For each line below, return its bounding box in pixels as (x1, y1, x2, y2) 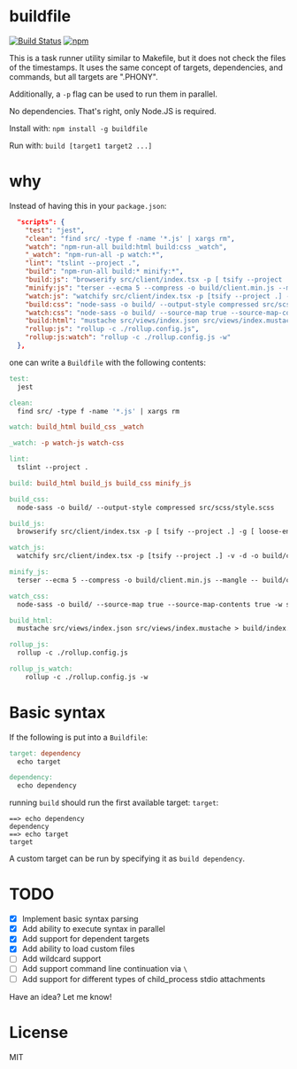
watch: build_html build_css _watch (9, 422, 144, 431)
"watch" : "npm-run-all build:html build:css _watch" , (25, 242, 227, 252)
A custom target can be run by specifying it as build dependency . (9, 853, 246, 864)
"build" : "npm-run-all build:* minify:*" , (25, 267, 184, 276)
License (9, 1022, 69, 1042)
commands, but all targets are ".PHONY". (9, 71, 158, 81)
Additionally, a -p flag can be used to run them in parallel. (9, 89, 218, 99)
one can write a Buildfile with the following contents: (9, 357, 206, 368)
